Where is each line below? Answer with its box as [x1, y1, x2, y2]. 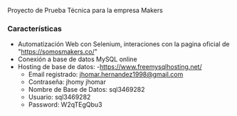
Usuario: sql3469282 [28, 93, 91, 102]
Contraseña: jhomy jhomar [28, 78, 107, 86]
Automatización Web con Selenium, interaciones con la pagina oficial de [17, 40, 230, 48]
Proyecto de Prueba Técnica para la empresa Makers [7, 6, 164, 14]
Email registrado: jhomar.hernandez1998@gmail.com [28, 70, 184, 79]
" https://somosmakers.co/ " [17, 48, 98, 56]
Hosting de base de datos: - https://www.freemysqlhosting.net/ [17, 63, 202, 71]
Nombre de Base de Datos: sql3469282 [28, 85, 145, 94]
